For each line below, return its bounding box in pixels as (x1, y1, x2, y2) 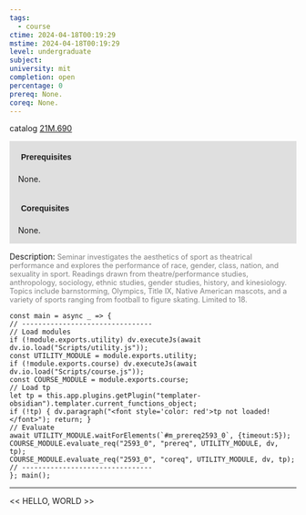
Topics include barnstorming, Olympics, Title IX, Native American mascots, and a (9, 286, 288, 296)
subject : (9, 56, 43, 65)
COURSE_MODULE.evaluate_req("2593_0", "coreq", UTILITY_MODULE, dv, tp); (9, 455, 296, 465)
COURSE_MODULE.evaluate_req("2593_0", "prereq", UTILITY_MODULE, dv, (9, 439, 280, 448)
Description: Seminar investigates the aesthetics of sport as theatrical (9, 252, 253, 263)
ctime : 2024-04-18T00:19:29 (9, 30, 117, 39)
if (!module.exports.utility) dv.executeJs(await (9, 335, 202, 345)
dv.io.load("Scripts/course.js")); (9, 367, 145, 376)
